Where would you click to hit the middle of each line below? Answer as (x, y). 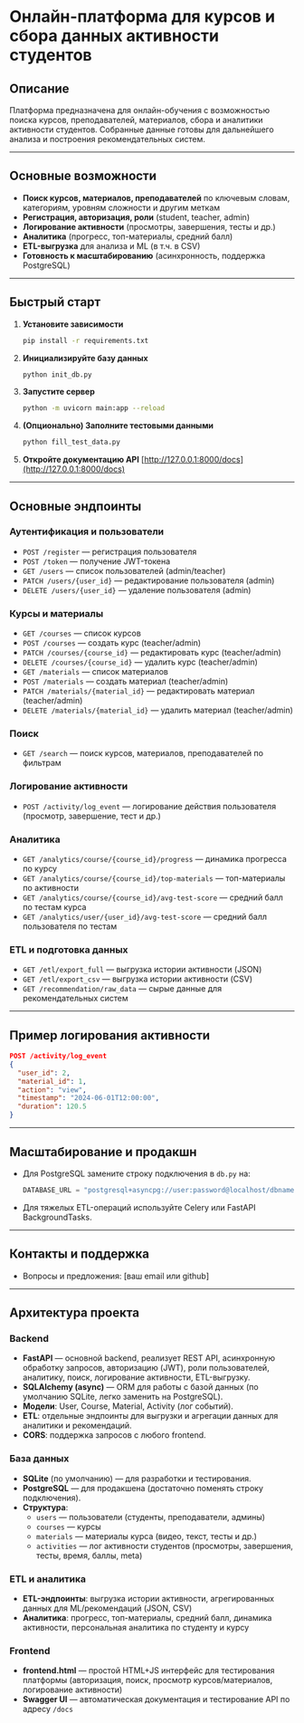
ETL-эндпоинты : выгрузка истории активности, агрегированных (148, 1598)
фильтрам (42, 763)
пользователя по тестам (70, 926)
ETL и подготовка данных (69, 950)
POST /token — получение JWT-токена (96, 561)
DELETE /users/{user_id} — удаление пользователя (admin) (137, 589)
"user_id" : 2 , (44, 1073)
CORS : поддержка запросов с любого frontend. (114, 1435)
